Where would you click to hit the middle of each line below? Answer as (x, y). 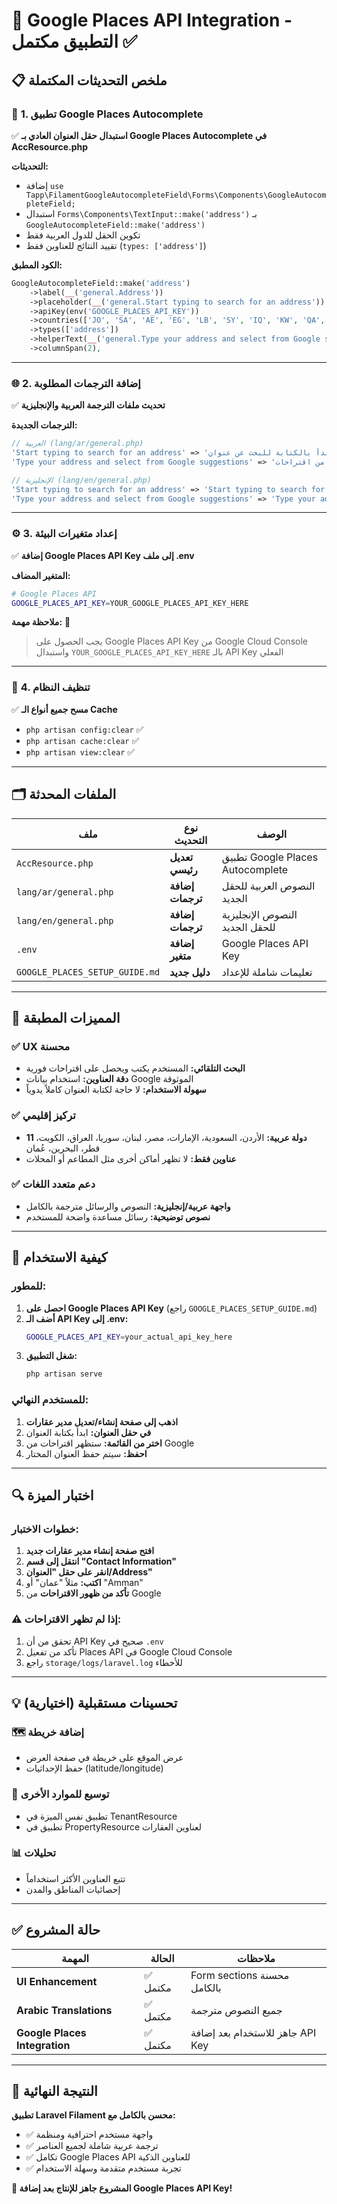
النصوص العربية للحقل (268, 886)
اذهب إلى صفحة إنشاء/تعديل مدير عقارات (102, 1421)
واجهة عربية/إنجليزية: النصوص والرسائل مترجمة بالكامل (128, 1206)
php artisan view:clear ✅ (80, 751)
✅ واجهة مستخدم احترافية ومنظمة (89, 2135)
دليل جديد (190, 972)
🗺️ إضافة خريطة (48, 1732)
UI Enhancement (57, 1981)
